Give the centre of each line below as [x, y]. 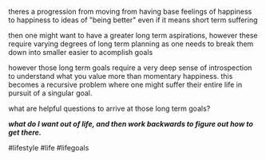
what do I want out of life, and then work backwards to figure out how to [131, 124]
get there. [25, 132]
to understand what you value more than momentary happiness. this [121, 76]
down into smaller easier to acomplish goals [81, 52]
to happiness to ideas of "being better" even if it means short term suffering [133, 20]
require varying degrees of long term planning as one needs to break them [131, 44]
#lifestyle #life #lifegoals [49, 148]
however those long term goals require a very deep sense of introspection [130, 68]
